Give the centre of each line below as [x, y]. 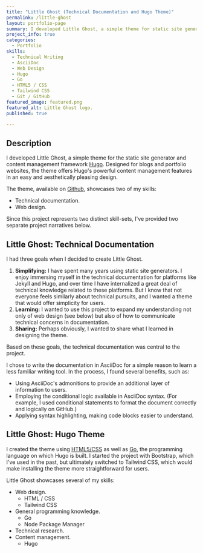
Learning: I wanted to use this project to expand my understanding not [103, 309]
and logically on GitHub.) [46, 409]
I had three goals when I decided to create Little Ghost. [75, 259]
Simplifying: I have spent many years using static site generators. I [98, 271]
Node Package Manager [54, 524]
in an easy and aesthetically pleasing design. [62, 177]
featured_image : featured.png [44, 102]
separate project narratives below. [49, 226]
